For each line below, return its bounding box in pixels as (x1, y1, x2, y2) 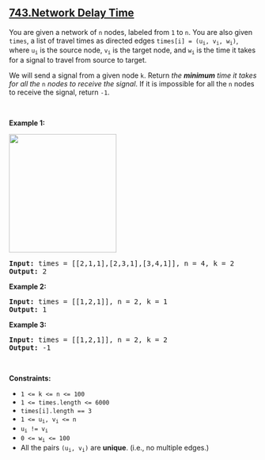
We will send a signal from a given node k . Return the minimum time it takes (9, 71, 257, 80)
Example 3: (9, 320, 47, 329)
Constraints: (9, 373, 51, 383)
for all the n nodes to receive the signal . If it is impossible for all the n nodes (9, 79, 255, 88)
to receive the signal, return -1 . (9, 87, 110, 97)
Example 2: (9, 282, 47, 291)
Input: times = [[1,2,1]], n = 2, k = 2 (9, 335, 168, 344)
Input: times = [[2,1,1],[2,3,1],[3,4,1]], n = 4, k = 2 (9, 259, 235, 268)
